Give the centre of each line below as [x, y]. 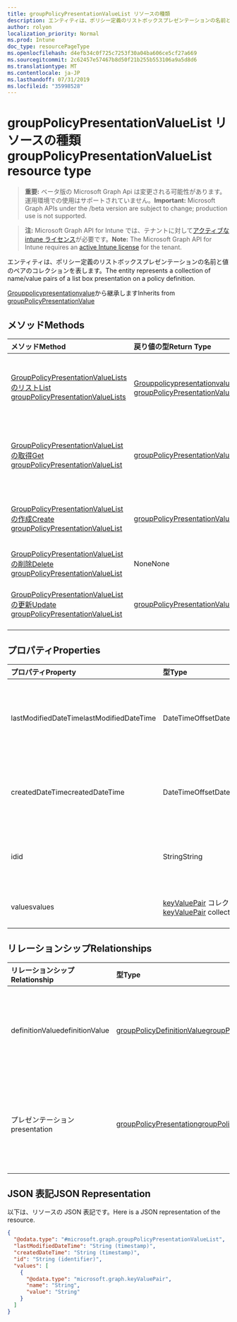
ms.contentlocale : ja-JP [44, 73]
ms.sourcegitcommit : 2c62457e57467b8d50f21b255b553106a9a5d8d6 [102, 60]
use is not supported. [55, 216]
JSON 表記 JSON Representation [79, 1194]
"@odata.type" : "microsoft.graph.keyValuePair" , [99, 1279]
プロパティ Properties [54, 650]
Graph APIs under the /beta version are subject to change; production [126, 208]
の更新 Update [34, 605]
